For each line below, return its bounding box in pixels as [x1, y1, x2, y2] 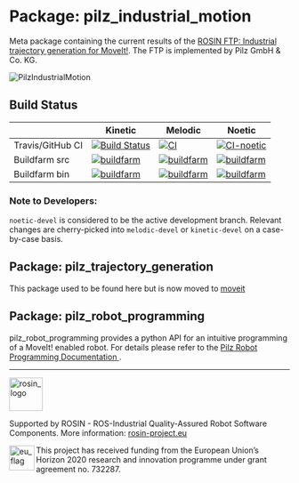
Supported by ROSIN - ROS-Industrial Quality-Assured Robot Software [9, 418, 268, 429]
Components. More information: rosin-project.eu [9, 427, 188, 438]
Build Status [9, 98, 78, 113]
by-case [9, 234, 40, 245]
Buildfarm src [13, 153, 70, 165]
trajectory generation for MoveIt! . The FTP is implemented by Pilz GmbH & [9, 44, 281, 55]
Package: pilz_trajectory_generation [9, 260, 214, 275]
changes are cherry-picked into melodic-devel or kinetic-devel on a [9, 224, 261, 235]
